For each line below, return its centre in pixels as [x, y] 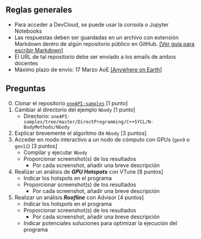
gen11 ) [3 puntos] [36, 146]
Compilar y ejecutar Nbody [56, 152]
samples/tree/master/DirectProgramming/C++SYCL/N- [88, 122]
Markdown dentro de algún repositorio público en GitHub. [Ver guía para [104, 44]
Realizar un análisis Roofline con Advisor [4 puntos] [79, 197]
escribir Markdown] [39, 50]
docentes [26, 63]
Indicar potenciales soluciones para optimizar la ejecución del [100, 223]
